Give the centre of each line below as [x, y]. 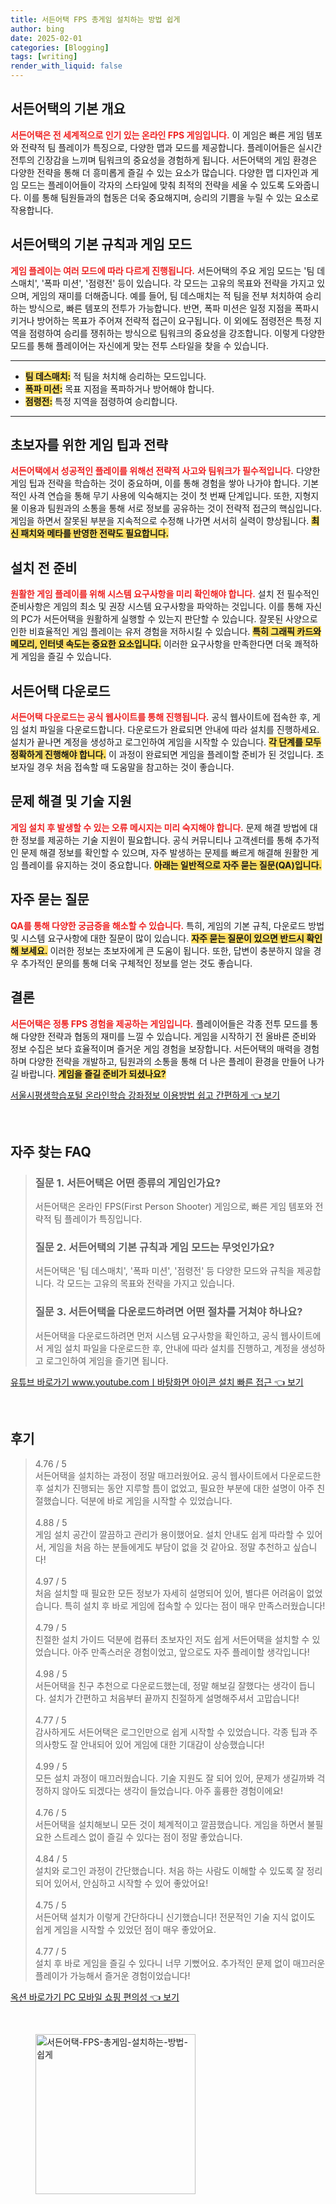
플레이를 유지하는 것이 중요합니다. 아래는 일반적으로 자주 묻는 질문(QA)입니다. [171, 865]
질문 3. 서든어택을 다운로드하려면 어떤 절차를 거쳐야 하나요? [168, 1312]
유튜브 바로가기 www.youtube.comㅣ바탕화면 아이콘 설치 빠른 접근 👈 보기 [157, 1382]
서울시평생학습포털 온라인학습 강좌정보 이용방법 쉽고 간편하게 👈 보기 [145, 1095]
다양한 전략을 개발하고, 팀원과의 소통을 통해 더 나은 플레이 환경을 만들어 [167, 1061]
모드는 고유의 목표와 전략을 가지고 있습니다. [150, 1283]
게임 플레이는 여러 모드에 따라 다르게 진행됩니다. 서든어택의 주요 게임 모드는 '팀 [162, 270]
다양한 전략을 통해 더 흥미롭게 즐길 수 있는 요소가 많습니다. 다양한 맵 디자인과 [159, 172]
